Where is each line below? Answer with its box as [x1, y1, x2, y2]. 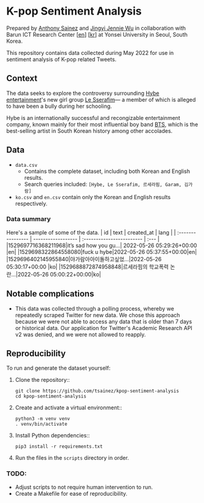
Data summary [6, 215, 51, 223]
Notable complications [6, 289, 94, 299]
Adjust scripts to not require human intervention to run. [15, 483, 153, 491]
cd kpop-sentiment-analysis [15, 393, 86, 399]
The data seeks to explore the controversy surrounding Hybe [6, 90, 160, 97]
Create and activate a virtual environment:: [15, 404, 122, 412]
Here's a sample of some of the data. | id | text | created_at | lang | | [6, 228, 176, 236]
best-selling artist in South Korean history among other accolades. [6, 127, 173, 135]
